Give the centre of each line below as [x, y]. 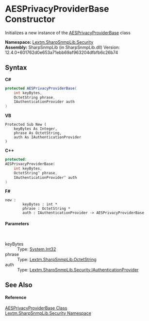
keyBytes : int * [40, 204]
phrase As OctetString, [38, 133]
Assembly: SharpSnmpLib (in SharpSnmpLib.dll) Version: [63, 47]
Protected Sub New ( [26, 125]
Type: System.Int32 [37, 249]
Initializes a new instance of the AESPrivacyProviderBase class [68, 33]
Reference [16, 297]
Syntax [16, 68]
